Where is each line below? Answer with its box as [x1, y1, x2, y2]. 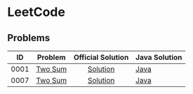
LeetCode [7, 4, 65, 20]
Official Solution [73, 53, 129, 62]
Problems [7, 32, 51, 44]
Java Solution [135, 53, 182, 62]
